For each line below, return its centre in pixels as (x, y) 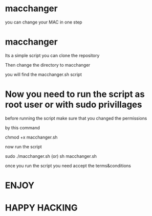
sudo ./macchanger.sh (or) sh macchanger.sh (51, 156)
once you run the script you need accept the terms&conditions (68, 166)
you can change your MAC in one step (43, 22)
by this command (22, 127)
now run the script (23, 146)
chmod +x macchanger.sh (31, 137)
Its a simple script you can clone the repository (52, 55)
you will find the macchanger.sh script (43, 74)
